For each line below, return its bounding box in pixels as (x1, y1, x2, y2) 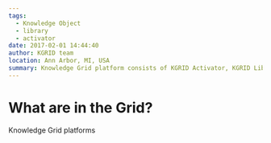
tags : (8, 11, 27, 20)
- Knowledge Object (15, 19, 81, 27)
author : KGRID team (8, 49, 74, 57)
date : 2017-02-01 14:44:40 (8, 42, 99, 50)
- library (15, 27, 48, 35)
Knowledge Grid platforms (8, 125, 96, 135)
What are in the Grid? (8, 98, 153, 116)
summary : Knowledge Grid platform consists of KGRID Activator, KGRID (8, 64, 251, 72)
